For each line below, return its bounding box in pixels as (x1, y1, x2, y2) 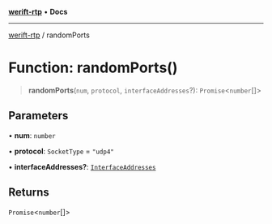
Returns (8, 186, 50, 200)
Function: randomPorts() (8, 58, 178, 77)
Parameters (8, 109, 69, 123)
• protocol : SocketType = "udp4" (8, 146, 115, 156)
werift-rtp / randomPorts (8, 30, 91, 40)
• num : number (8, 130, 56, 140)
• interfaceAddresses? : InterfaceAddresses (8, 162, 156, 171)
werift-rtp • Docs (8, 7, 68, 16)
